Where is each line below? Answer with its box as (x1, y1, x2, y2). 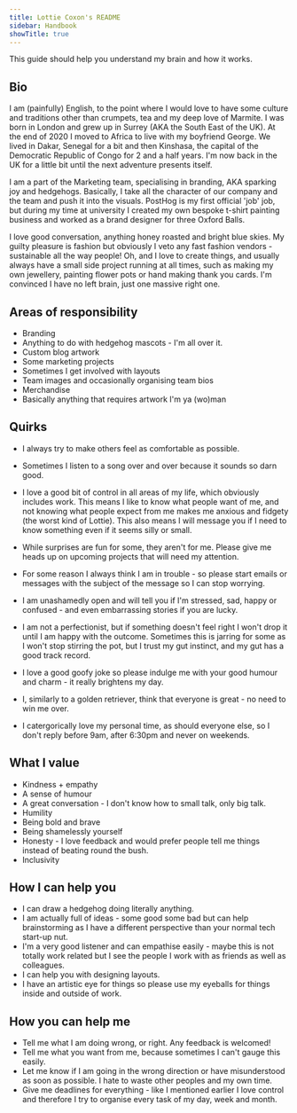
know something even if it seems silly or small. (21, 524, 192, 535)
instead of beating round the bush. (21, 844, 149, 856)
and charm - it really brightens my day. (21, 676, 164, 687)
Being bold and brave (21, 817, 101, 827)
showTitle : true (9, 29, 69, 38)
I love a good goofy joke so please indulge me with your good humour (21, 667, 278, 678)
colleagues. (21, 960, 65, 971)
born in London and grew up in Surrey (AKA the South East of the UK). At (9, 121, 277, 133)
